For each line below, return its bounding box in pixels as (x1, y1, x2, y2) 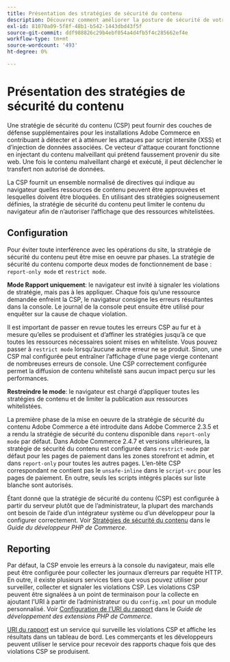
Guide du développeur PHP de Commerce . (7, 523, 127, 532)
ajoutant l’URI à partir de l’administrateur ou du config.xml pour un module (7, 598, 217, 606)
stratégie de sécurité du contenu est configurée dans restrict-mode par (7, 444, 210, 453)
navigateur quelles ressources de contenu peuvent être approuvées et (7, 185, 205, 193)
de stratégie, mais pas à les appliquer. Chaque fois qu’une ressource (7, 287, 201, 296)
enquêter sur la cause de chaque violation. (7, 309, 128, 318)
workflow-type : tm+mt (7, 36, 69, 43)
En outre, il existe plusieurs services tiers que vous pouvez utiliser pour (7, 576, 208, 584)
